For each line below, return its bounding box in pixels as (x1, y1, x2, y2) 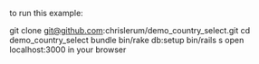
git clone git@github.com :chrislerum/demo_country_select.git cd (9, 25, 251, 35)
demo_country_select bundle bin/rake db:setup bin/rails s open (9, 35, 245, 45)
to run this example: (9, 8, 83, 18)
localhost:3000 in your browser (9, 44, 127, 55)
